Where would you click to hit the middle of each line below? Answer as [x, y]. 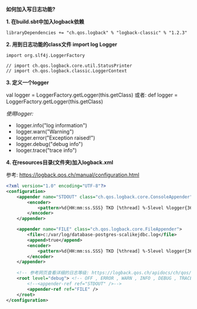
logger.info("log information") [52, 125]
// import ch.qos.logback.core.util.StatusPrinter [69, 66]
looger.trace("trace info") [47, 150]
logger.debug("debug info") [50, 144]
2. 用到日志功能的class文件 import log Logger [62, 44]
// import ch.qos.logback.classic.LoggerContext [67, 71]
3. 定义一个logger [28, 82]
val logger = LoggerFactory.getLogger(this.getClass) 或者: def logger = [92, 95]
